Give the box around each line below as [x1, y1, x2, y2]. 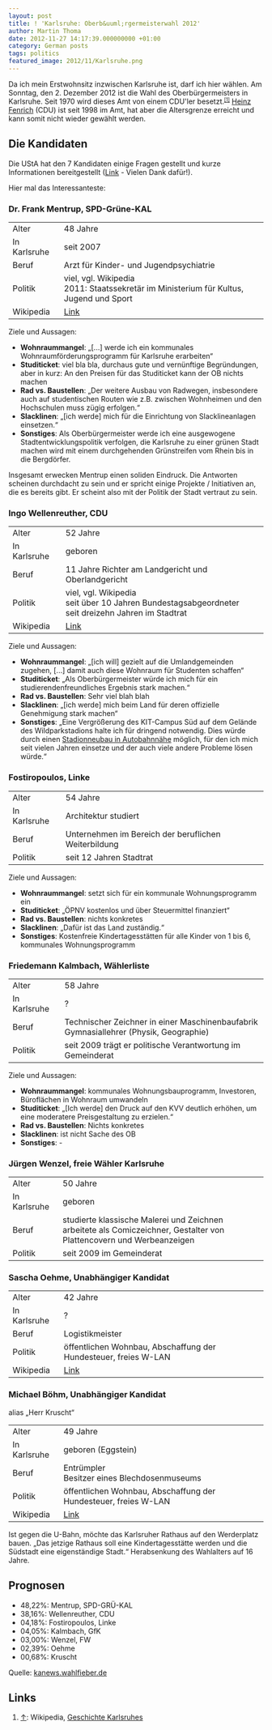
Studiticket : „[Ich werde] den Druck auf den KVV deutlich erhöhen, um [19, 1103, 257, 1113]
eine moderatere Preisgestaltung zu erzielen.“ [19, 1111, 174, 1122]
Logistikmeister [63, 1328, 123, 1340]
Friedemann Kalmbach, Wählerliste [8, 960, 150, 971]
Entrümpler [63, 1462, 106, 1473]
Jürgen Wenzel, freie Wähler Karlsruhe [8, 1157, 164, 1169]
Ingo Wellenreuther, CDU [8, 507, 108, 518]
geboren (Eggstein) [63, 1443, 138, 1455]
